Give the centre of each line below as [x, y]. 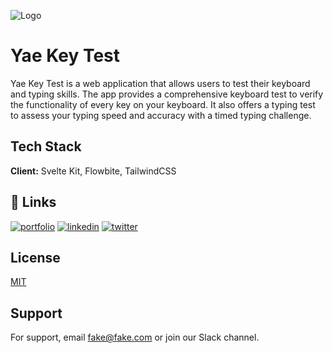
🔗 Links [33, 202]
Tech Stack [46, 146]
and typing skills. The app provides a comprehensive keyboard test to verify [167, 94]
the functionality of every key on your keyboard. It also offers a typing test [163, 104]
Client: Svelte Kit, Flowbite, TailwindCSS [93, 171]
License [35, 257]
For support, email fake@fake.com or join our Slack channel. [135, 337]
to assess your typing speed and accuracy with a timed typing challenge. [161, 115]
